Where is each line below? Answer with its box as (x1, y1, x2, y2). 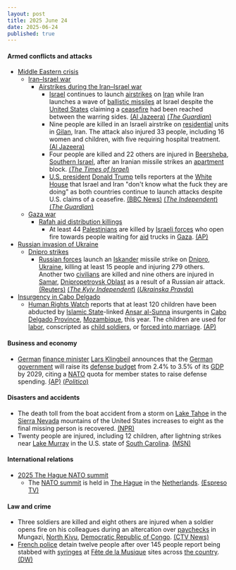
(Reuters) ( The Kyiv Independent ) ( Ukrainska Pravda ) (38, 285, 194, 294)
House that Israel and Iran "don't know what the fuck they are (49, 180, 228, 189)
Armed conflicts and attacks (7, 52, 93, 60)
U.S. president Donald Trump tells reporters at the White (49, 172, 213, 181)
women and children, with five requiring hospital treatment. (49, 135, 221, 143)
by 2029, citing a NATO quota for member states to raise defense (17, 369, 208, 378)
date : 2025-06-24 (7, 23, 58, 30)
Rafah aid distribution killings (38, 218, 123, 226)
